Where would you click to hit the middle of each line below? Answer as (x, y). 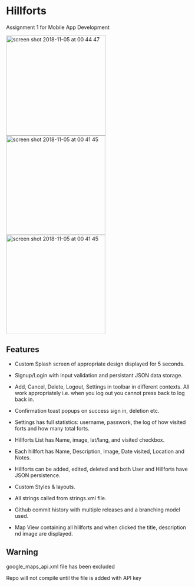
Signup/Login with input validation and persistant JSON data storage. (98, 375)
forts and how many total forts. (52, 428)
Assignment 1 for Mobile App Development (58, 27)
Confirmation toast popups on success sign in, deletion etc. (87, 410)
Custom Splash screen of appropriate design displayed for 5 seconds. (100, 364)
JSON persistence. (37, 475)
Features (23, 350)
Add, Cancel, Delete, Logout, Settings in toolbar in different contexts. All (102, 387)
